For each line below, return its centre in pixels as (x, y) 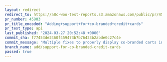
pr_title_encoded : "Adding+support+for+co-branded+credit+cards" (74, 24)
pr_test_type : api (24, 28)
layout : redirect (23, 10)
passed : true (18, 51)
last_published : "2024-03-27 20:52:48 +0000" (53, 33)
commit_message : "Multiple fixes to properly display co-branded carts (81, 42)
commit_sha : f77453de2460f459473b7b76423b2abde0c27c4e (63, 38)
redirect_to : (18, 14)
